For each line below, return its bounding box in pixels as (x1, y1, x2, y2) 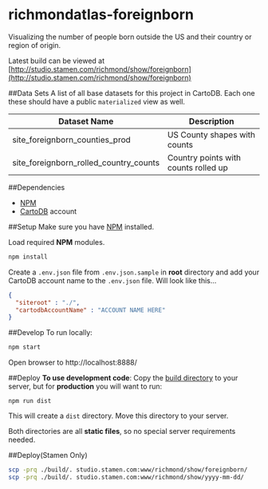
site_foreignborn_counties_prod (12, 134, 132, 145)
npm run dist (8, 397, 52, 405)
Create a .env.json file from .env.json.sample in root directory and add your (8, 267, 260, 277)
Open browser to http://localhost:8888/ (8, 357, 138, 368)
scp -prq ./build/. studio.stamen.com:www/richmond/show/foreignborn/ (8, 466, 248, 474)
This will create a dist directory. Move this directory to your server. (8, 411, 229, 420)
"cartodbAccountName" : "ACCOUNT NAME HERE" (15, 306, 166, 314)
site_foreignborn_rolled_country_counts (12, 157, 160, 168)
